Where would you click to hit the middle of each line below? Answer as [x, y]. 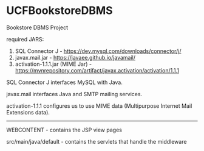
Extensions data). [28, 112]
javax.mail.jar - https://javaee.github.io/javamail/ [75, 57]
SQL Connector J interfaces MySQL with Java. [65, 82]
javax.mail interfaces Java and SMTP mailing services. [74, 94]
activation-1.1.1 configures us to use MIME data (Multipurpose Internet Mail [99, 106]
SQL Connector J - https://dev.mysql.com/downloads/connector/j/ [98, 51]
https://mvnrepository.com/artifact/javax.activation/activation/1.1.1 [97, 70]
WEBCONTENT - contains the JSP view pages [64, 130]
